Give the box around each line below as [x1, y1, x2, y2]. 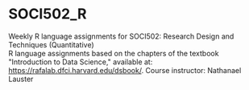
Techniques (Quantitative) [8, 39, 94, 49]
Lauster [8, 74, 34, 84]
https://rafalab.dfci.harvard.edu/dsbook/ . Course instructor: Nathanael [8, 65, 242, 75]
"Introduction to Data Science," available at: [8, 57, 153, 67]
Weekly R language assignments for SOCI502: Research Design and [8, 31, 234, 41]
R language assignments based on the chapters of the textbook [8, 48, 219, 58]
